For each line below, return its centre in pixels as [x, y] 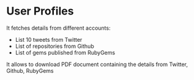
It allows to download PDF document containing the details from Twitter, [97, 64]
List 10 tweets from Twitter [49, 39]
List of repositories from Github [54, 46]
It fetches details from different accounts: [58, 28]
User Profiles [40, 11]
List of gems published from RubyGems [65, 52]
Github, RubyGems [30, 70]
